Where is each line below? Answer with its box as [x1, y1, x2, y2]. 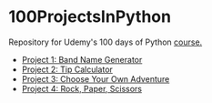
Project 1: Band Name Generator [21, 54, 143, 65]
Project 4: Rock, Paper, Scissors [21, 83, 143, 94]
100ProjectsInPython [8, 6, 172, 27]
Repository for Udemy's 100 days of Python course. [8, 36, 203, 47]
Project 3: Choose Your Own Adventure [21, 73, 170, 84]
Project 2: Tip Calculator [21, 64, 113, 75]
